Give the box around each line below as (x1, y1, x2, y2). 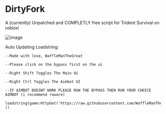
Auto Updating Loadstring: (5, 44, 59, 50)
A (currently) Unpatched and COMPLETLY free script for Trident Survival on (5, 20, 160, 26)
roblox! (5, 25, 20, 30)
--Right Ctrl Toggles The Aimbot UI (5, 79, 81, 84)
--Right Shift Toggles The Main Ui (5, 70, 79, 76)
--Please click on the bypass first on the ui (5, 62, 103, 67)
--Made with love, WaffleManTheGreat (5, 53, 83, 58)
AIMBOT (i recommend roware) (5, 92, 65, 97)
